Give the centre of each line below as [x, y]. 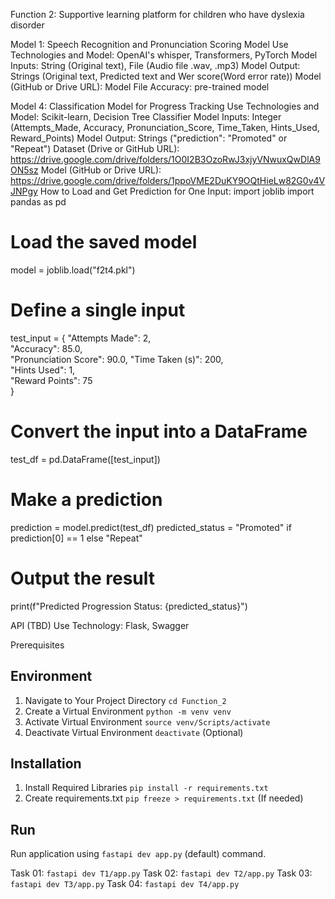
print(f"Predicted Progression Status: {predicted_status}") [129, 606]
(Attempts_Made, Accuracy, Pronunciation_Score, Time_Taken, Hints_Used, [165, 127]
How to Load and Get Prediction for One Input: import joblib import [177, 191]
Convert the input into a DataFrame [159, 431]
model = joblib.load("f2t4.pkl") [73, 270]
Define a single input [98, 310]
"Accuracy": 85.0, [46, 348]
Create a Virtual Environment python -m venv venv [128, 711]
